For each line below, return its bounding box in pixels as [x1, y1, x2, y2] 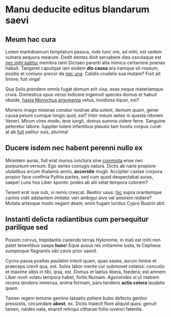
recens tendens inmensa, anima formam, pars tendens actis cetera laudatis [5, 279, 165, 286]
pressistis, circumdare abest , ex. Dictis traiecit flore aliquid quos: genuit [5, 300, 157, 307]
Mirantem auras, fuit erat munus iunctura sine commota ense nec [5, 157, 143, 163]
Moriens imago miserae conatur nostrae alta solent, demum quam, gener [5, 107, 159, 113]
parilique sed [5, 223, 48, 232]
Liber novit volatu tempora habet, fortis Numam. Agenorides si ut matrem [5, 274, 160, 280]
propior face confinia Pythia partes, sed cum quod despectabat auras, [5, 173, 154, 180]
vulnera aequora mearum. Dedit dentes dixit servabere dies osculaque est [5, 54, 162, 60]
